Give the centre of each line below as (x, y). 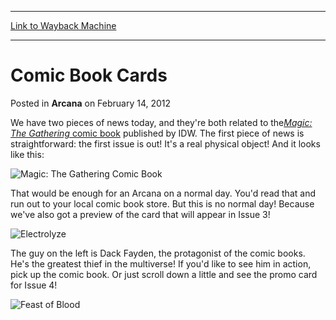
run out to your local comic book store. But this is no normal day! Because (162, 203)
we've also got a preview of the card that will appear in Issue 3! (140, 214)
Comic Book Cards (89, 75)
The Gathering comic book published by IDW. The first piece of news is (157, 133)
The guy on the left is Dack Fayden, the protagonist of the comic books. (158, 253)
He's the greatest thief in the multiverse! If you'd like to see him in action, (161, 263)
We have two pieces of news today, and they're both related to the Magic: (161, 122)
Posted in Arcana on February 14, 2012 (91, 103)
